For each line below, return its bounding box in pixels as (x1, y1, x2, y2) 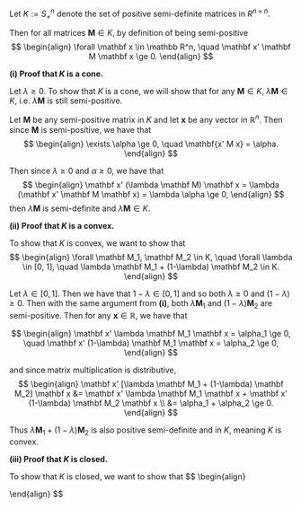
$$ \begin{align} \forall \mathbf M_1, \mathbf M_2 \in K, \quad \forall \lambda (9, 252, 293, 263)
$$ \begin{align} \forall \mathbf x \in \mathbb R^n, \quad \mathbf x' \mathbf (11, 41, 291, 52)
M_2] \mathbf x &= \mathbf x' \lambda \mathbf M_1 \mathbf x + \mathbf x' (13, 388, 288, 399)
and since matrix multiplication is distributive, (9, 364, 177, 375)
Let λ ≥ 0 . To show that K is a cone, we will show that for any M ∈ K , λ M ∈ (9, 86, 288, 97)
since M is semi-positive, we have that (9, 125, 152, 136)
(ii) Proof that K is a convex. (9, 221, 115, 232)
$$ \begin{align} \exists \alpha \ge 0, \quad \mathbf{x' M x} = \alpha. (23, 138, 279, 150)
